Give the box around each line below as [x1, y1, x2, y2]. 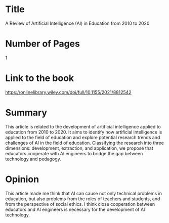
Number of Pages [5, 38, 80, 50]
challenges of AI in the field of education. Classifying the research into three [5, 140, 164, 146]
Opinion [5, 173, 39, 185]
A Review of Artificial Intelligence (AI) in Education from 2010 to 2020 [5, 20, 150, 26]
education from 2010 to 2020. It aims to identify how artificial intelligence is [5, 129, 162, 135]
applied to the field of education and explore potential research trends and [5, 134, 160, 140]
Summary [5, 107, 47, 118]
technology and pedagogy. [5, 156, 62, 162]
